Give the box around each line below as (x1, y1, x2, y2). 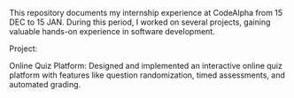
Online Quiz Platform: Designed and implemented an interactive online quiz (9, 61, 283, 71)
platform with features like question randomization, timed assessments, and (9, 70, 286, 80)
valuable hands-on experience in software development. (9, 26, 215, 36)
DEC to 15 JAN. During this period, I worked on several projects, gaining (9, 17, 271, 27)
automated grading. (9, 79, 81, 89)
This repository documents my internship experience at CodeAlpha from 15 (9, 8, 283, 18)
